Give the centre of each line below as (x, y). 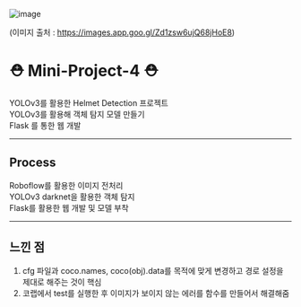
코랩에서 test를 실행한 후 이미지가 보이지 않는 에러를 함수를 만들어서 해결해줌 (155, 293)
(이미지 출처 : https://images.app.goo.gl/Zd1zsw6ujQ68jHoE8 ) (122, 32)
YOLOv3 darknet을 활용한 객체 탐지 (72, 197)
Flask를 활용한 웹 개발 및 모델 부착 (69, 207)
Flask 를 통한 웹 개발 (45, 125)
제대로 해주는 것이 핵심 (62, 282)
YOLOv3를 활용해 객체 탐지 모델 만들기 (77, 114)
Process (33, 163)
